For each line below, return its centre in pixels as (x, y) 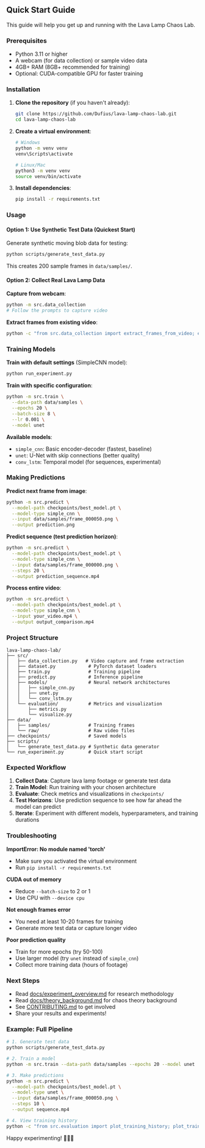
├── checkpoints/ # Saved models (67, 736)
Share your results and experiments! (61, 1013)
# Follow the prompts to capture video (57, 311)
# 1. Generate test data (38, 1042)
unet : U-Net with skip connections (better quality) (77, 455)
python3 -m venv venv (43, 171)
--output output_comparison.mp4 (53, 622)
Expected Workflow (36, 768)
